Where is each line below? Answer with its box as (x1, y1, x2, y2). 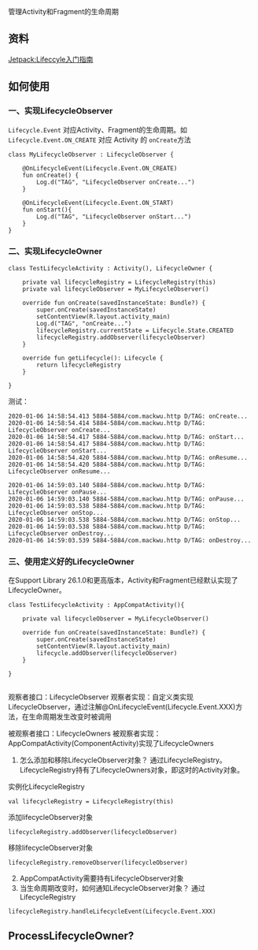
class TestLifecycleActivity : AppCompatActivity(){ (8, 602, 185, 609)
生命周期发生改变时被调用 (28, 712, 112, 721)
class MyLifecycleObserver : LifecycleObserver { (8, 151, 175, 158)
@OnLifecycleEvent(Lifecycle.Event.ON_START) (22, 199, 175, 207)
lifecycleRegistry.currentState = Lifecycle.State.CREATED (36, 326, 234, 334)
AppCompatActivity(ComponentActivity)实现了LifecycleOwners (8, 739, 214, 748)
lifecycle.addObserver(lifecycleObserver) (36, 650, 178, 658)
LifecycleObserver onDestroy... (8, 529, 114, 538)
